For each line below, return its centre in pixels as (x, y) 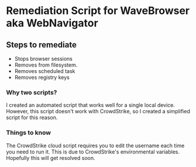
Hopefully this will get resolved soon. (51, 158)
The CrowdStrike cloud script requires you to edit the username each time (95, 145)
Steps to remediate (42, 45)
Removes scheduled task (45, 71)
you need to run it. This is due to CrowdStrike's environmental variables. (93, 152)
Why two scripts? (32, 92)
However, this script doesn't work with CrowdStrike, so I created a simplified (98, 112)
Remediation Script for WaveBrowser (98, 11)
